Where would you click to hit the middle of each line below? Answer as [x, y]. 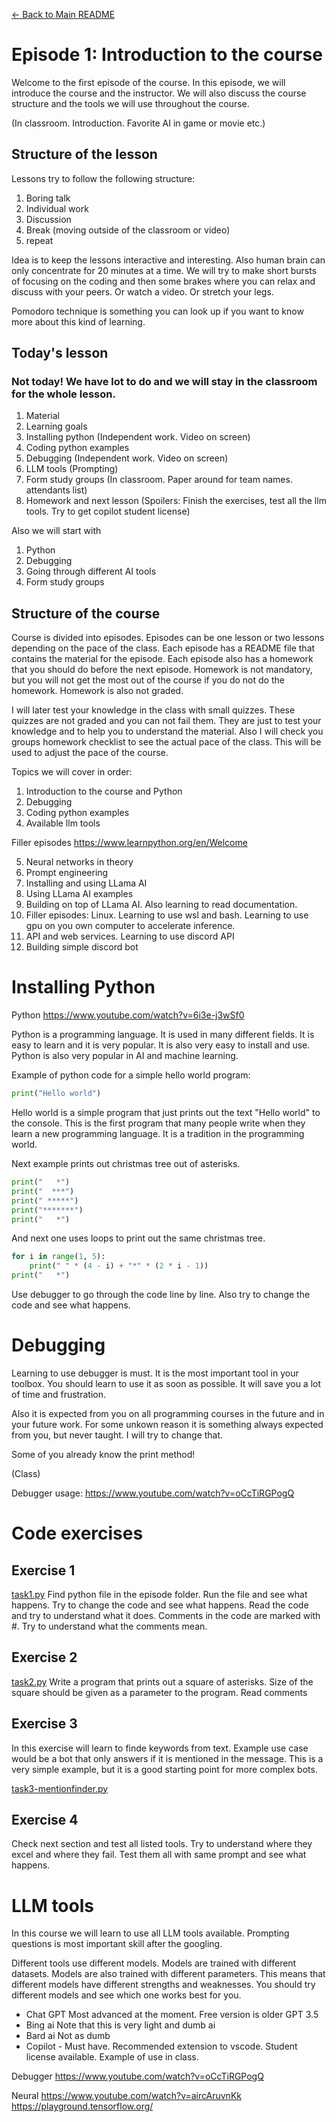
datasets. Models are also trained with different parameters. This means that [168, 1974]
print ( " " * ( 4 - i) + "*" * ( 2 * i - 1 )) [119, 1266]
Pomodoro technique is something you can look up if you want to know [157, 311]
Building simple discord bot [82, 947]
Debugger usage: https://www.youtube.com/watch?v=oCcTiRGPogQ [153, 1493]
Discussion [48, 219]
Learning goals [56, 426]
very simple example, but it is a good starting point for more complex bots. [164, 1769]
